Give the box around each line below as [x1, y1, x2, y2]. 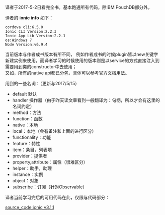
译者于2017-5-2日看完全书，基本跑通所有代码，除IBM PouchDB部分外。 [5, 4, 153, 10]
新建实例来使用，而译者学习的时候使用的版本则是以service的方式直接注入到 [5, 57, 160, 63]
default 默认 [12, 91, 37, 97]
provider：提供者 [12, 153, 47, 159]
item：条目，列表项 [12, 147, 52, 153]
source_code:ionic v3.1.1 [5, 205, 55, 210]
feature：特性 [12, 141, 41, 146]
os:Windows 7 [5, 38, 32, 43]
